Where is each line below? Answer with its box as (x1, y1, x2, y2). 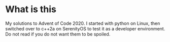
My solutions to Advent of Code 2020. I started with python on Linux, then (5, 20, 160, 26)
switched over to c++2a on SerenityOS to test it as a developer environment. (5, 25, 165, 31)
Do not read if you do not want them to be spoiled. (5, 31, 111, 37)
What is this (5, 4, 57, 15)
